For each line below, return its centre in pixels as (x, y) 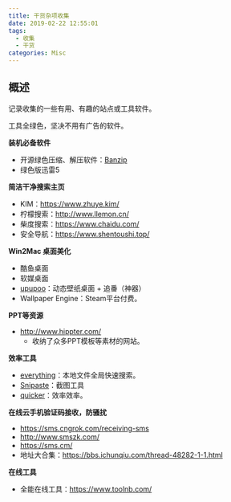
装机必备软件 (29, 142)
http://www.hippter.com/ (61, 331)
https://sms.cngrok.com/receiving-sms (85, 428)
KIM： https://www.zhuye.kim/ (69, 204)
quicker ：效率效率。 (53, 395)
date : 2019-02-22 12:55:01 (53, 23)
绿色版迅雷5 (40, 169)
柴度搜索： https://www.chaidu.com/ (79, 224)
